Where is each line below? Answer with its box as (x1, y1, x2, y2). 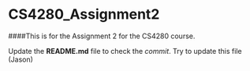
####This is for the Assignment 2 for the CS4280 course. (8, 31, 196, 41)
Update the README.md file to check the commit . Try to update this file (8, 46, 242, 55)
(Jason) (8, 55, 34, 64)
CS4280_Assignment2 (8, 5, 160, 23)
